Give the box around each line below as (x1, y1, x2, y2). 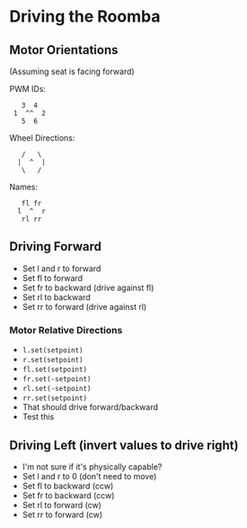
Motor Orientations (9, 42, 119, 58)
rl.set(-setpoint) (22, 385, 92, 394)
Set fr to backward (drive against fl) (22, 282, 154, 293)
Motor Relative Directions (9, 323, 123, 336)
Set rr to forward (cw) (22, 509, 103, 520)
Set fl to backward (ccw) (22, 480, 114, 491)
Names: (9, 182, 39, 192)
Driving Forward (9, 239, 101, 254)
